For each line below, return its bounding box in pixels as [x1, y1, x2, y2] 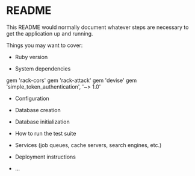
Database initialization [14, 118, 70, 125]
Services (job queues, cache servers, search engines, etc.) [14, 141, 162, 148]
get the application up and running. [6, 30, 93, 37]
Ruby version [14, 53, 48, 60]
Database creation [14, 106, 61, 113]
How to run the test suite [14, 130, 76, 137]
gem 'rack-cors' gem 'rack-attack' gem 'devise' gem [6, 77, 137, 84]
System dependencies [14, 64, 71, 72]
